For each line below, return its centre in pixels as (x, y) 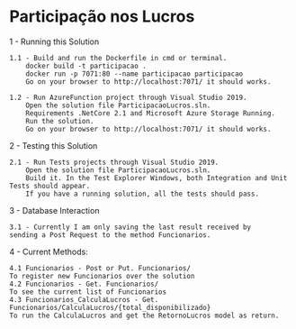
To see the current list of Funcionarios (88, 292)
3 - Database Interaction (54, 210)
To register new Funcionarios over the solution (102, 276)
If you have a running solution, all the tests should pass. (142, 194)
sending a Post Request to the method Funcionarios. (110, 235)
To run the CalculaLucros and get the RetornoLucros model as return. (144, 315)
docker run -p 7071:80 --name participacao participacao (135, 74)
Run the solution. (60, 121)
